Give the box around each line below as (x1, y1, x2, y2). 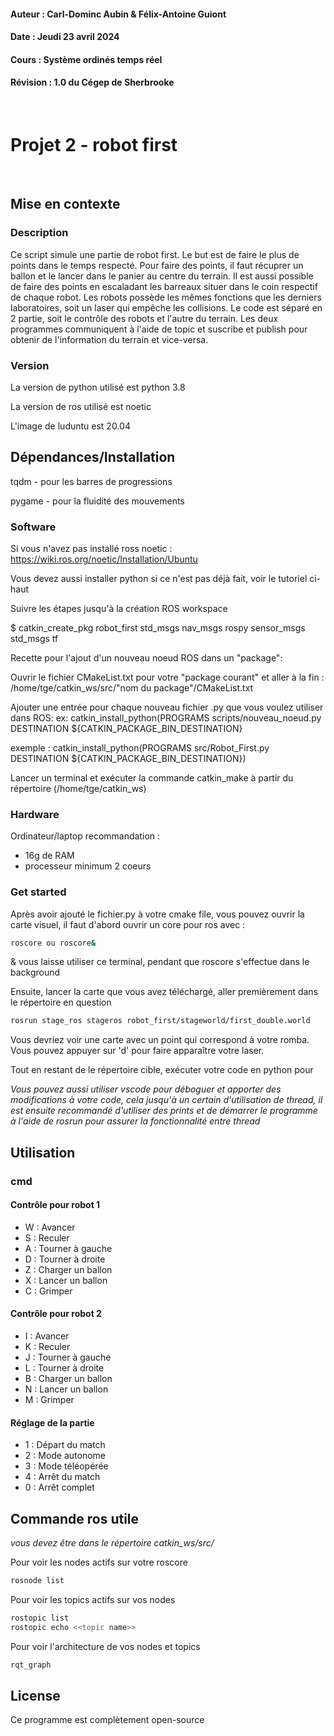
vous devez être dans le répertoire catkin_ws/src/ (10, 1537, 215, 1549)
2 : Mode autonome (24, 1450, 107, 1462)
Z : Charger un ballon (24, 1263, 113, 1275)
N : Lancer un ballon (24, 1383, 109, 1395)
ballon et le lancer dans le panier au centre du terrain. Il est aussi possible (10, 270, 314, 282)
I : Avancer (24, 1330, 70, 1342)
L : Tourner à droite (24, 1362, 105, 1374)
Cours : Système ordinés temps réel (10, 53, 163, 65)
